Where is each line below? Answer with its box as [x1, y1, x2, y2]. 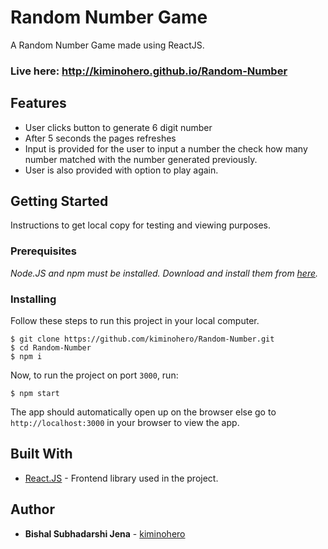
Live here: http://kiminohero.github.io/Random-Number [10, 64, 288, 78]
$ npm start [10, 389, 60, 399]
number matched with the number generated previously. [24, 153, 258, 165]
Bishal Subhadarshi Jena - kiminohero [24, 527, 186, 540]
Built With [10, 446, 73, 463]
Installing [10, 292, 57, 306]
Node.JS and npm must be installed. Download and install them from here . [10, 267, 319, 279]
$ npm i [10, 352, 43, 362]
